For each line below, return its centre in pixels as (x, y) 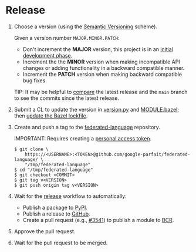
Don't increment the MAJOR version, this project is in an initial (98, 49)
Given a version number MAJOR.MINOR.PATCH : (67, 38)
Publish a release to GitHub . (56, 214)
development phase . (48, 55)
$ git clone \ (31, 149)
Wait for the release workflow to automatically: (70, 196)
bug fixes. (35, 80)
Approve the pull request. (45, 231)
